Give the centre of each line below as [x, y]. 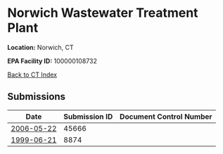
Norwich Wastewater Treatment [103, 13]
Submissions [36, 97]
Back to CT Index [32, 75]
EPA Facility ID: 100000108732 [52, 60]
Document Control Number [166, 116]
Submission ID [88, 116]
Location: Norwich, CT [40, 47]
